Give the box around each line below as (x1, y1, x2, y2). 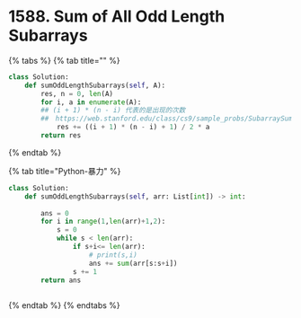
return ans (40, 276, 82, 285)
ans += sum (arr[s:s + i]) (88, 259, 178, 268)
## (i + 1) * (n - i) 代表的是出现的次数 (40, 106, 186, 115)
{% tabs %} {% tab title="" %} (8, 55, 120, 66)
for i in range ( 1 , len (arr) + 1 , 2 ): (40, 217, 166, 226)
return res (40, 131, 82, 140)
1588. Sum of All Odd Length (8, 6, 226, 27)
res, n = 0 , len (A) (40, 89, 114, 98)
